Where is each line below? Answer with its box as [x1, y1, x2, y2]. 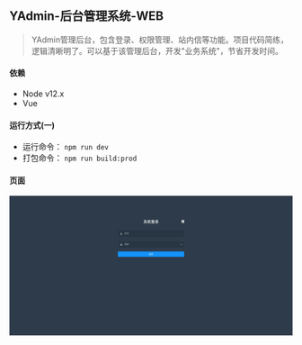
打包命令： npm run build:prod [22, 152, 138, 164]
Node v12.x [22, 88, 65, 99]
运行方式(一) [9, 120, 56, 131]
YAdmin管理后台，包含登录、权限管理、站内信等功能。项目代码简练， [31, 34, 289, 45]
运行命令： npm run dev [22, 141, 110, 152]
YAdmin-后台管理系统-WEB [9, 8, 164, 24]
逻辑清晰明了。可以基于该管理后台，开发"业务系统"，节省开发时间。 [31, 45, 283, 56]
